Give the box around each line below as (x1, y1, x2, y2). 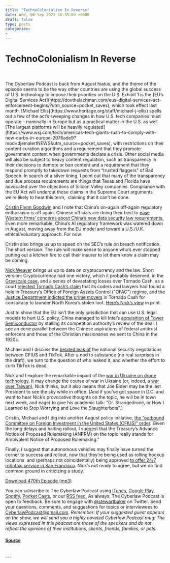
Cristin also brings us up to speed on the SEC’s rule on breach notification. (5, 241, 161, 247)
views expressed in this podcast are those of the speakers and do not (5, 520, 152, 526)
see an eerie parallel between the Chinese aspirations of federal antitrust (5, 325, 158, 331)
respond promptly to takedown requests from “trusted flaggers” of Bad (5, 167, 154, 173)
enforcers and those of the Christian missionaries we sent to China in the (5, 331, 158, 337)
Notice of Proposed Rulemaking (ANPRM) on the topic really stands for (5, 431, 154, 437)
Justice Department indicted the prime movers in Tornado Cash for (5, 294, 146, 300)
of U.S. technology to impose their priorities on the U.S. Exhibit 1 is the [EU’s (5, 91, 164, 97)
